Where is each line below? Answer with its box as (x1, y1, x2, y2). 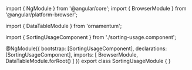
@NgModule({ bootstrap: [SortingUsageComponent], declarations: (5, 45, 167, 52)
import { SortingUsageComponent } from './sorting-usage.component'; (5, 34, 177, 40)
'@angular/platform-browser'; (5, 11, 78, 18)
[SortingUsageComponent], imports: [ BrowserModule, (5, 51, 139, 58)
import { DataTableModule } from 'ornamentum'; (5, 23, 122, 29)
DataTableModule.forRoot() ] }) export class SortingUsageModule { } (5, 58, 171, 64)
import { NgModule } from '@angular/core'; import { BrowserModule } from (5, 5, 187, 12)
